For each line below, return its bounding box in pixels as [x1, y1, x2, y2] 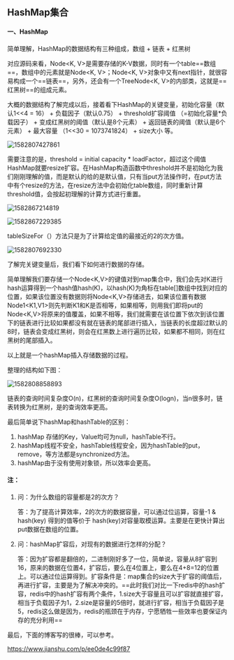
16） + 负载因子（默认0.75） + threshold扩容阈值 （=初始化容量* [35, 109, 221, 117]
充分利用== [29, 615, 63, 624]
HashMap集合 [7, 6, 68, 19]
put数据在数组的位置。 [17, 525, 82, 533]
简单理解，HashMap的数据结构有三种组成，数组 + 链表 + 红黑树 [7, 44, 191, 52]
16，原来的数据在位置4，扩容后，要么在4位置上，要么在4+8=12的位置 [17, 563, 219, 571]
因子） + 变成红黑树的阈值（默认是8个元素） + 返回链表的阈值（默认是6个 [13, 117, 226, 126]
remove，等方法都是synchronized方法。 [17, 450, 134, 458]
